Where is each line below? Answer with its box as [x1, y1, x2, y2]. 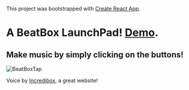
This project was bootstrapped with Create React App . [6, 5, 141, 12]
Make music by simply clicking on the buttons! [6, 49, 184, 60]
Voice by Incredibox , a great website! [6, 77, 98, 84]
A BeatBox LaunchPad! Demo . [6, 26, 159, 39]
